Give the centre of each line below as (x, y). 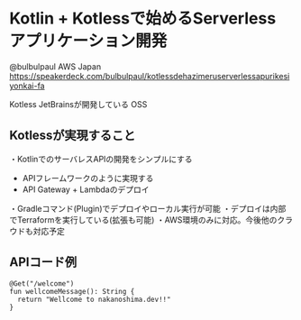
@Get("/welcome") (42, 283)
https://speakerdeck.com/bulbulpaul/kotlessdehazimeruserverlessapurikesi (150, 76)
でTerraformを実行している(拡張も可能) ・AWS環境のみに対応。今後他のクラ (151, 219)
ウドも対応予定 (37, 231)
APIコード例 (43, 262)
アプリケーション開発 (88, 41)
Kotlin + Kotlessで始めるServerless (143, 18)
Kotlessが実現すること (73, 136)
